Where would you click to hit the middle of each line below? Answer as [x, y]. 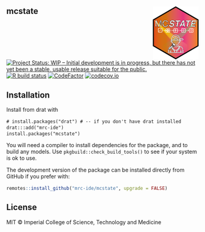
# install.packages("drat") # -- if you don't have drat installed [94, 122]
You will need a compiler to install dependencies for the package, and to [97, 145]
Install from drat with [32, 110]
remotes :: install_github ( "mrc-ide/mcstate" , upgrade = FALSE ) [87, 189]
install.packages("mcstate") [43, 134]
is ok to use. [22, 158]
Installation [28, 95]
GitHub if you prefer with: [38, 176]
